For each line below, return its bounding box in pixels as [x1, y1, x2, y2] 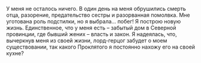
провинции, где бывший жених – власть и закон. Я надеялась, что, [6, 31, 177, 38]
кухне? [6, 50, 24, 56]
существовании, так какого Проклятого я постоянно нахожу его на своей [6, 43, 196, 50]
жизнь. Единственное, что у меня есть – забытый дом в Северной [6, 24, 176, 31]
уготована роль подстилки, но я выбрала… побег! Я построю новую [6, 18, 181, 25]
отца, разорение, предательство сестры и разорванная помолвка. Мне [6, 11, 190, 19]
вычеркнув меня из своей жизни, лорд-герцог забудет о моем [6, 37, 167, 44]
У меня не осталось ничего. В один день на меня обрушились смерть [6, 5, 186, 12]
